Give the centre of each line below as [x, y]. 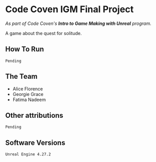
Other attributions [34, 115]
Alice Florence [28, 89]
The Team [22, 76]
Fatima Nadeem [29, 100]
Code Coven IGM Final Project [69, 9]
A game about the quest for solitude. [44, 33]
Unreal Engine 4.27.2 [28, 154]
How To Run [25, 49]
